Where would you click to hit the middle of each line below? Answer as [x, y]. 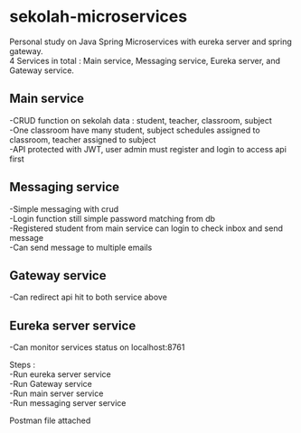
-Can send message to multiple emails [81, 247]
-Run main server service [56, 393]
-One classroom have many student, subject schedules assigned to [135, 130]
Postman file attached [50, 420]
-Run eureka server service [60, 374]
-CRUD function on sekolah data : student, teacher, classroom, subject [141, 120]
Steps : [23, 365]
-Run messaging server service [68, 403]
